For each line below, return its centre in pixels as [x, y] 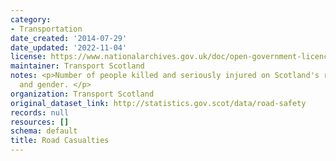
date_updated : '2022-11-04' [69, 47]
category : [31, 19]
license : [28, 57]
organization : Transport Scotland [82, 94]
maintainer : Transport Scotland [77, 66]
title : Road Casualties [60, 141]
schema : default [44, 131]
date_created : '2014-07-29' [69, 38]
